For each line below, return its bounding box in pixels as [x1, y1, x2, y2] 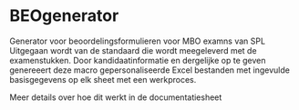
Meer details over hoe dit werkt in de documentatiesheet [9, 92, 222, 103]
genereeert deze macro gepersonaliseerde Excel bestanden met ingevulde [9, 65, 290, 75]
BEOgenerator [9, 5, 119, 26]
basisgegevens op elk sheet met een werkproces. [9, 74, 197, 85]
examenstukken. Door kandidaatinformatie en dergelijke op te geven [9, 55, 266, 65]
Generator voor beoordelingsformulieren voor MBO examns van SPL [9, 35, 266, 46]
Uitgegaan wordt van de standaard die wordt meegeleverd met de [9, 45, 257, 55]
